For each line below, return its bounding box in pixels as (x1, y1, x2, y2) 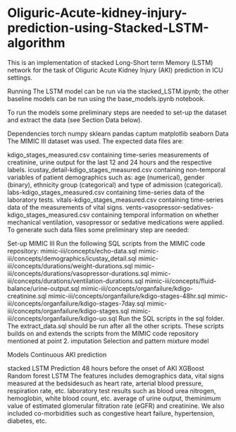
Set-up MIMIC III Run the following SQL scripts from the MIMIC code (7, 239, 206, 248)
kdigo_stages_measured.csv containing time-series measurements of (7, 150, 209, 159)
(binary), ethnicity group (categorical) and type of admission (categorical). (7, 180, 223, 188)
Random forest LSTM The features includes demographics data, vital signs (7, 371, 224, 380)
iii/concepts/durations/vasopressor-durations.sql (7, 269, 149, 277)
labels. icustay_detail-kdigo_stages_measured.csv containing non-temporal (7, 165, 226, 174)
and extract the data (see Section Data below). (7, 115, 143, 124)
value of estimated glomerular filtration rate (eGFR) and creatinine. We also (7, 401, 225, 410)
